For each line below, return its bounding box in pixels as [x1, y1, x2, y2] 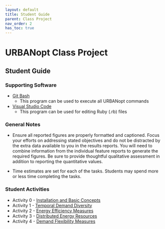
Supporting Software [5, 81, 57, 88]
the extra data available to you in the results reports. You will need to [12, 143, 153, 149]
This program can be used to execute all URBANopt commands [19, 98, 149, 104]
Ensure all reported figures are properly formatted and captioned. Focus [12, 132, 160, 138]
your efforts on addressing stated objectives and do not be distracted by [12, 137, 161, 144]
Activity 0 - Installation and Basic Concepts [12, 197, 101, 203]
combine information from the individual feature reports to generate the [12, 148, 159, 154]
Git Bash [12, 93, 30, 99]
